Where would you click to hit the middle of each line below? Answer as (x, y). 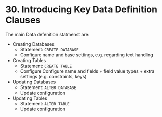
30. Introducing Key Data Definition (82, 9)
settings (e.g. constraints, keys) (53, 76)
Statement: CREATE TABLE (46, 66)
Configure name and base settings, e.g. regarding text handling (87, 55)
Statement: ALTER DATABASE (48, 87)
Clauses (23, 20)
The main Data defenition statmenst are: (47, 34)
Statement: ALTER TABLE (45, 103)
